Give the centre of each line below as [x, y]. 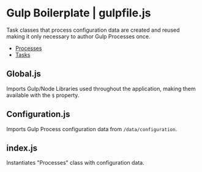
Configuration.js [38, 114]
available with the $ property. [43, 95]
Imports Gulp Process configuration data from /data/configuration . [92, 129]
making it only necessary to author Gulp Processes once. [79, 36]
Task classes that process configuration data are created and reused [93, 30]
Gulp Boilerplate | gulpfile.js [79, 13]
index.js [22, 148]
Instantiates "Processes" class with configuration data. [76, 163]
